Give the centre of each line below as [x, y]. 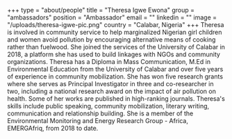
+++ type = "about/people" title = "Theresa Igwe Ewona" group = [101, 10]
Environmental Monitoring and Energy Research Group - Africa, [98, 121]
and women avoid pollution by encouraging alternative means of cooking [111, 40]
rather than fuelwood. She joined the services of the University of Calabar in [116, 47]
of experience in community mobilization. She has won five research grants [115, 76]
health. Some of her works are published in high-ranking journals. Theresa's [116, 99]
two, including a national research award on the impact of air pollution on [112, 91]
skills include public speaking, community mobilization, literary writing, [108, 106]
